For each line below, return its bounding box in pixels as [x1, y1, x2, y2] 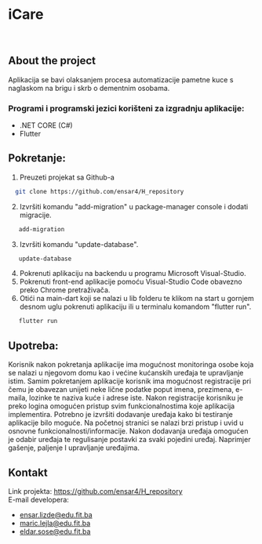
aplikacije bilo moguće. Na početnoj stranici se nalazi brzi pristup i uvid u [8, 418, 244, 428]
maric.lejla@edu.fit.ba [19, 518, 91, 528]
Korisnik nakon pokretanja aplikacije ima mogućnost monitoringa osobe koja [8, 360, 254, 369]
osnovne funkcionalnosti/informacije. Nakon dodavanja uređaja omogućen [8, 426, 249, 436]
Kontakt [8, 466, 49, 479]
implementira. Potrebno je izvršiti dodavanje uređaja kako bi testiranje [8, 410, 233, 419]
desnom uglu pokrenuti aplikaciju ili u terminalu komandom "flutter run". [19, 302, 252, 311]
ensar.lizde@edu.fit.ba [19, 510, 93, 519]
